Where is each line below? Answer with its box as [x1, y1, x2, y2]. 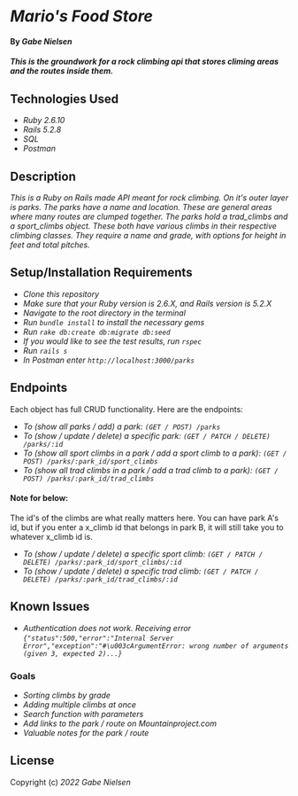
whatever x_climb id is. [10, 531, 94, 542]
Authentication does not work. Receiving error [22, 622, 192, 633]
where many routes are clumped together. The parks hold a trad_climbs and [10, 211, 288, 222]
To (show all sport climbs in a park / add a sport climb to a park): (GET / [22, 448, 287, 458]
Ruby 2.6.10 [22, 115, 65, 126]
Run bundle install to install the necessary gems [22, 316, 205, 327]
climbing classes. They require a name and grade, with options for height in [10, 230, 287, 240]
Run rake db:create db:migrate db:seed [22, 326, 171, 337]
